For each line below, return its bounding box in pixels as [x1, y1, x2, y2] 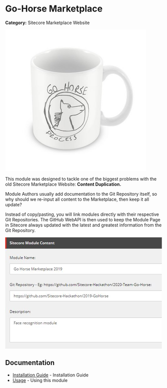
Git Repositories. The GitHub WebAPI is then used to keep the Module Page [5, 216, 161, 222]
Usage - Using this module [12, 377, 68, 383]
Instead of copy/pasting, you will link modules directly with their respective [5, 211, 159, 217]
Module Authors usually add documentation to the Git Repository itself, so [5, 191, 157, 197]
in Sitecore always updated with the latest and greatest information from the [5, 222, 162, 228]
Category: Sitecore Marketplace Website [5, 20, 90, 26]
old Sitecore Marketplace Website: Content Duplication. [5, 181, 121, 187]
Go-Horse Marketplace [5, 3, 103, 15]
